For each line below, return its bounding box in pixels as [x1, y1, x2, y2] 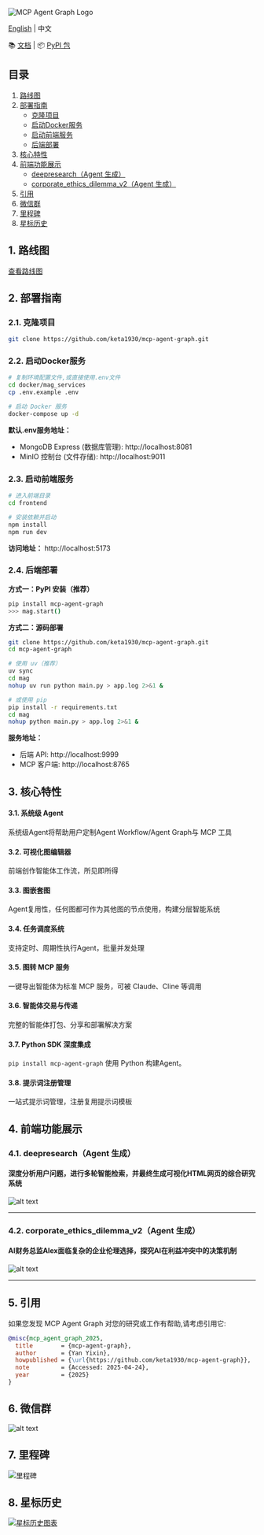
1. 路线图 [8, 244, 49, 258]
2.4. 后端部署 [8, 565, 58, 576]
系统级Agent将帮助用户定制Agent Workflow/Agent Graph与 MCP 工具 [8, 827, 233, 836]
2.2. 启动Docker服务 [8, 355, 86, 366]
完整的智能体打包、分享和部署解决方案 [8, 1020, 132, 1029]
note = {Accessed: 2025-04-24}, [15, 1363, 149, 1372]
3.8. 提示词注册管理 [8, 1077, 71, 1087]
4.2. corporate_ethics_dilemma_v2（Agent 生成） [8, 1225, 200, 1236]
